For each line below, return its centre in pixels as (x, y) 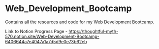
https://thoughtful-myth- (94, 31)
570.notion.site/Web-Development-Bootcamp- (52, 36)
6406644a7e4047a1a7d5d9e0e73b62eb (46, 41)
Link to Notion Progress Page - (36, 31)
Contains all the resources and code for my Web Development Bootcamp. (79, 22)
